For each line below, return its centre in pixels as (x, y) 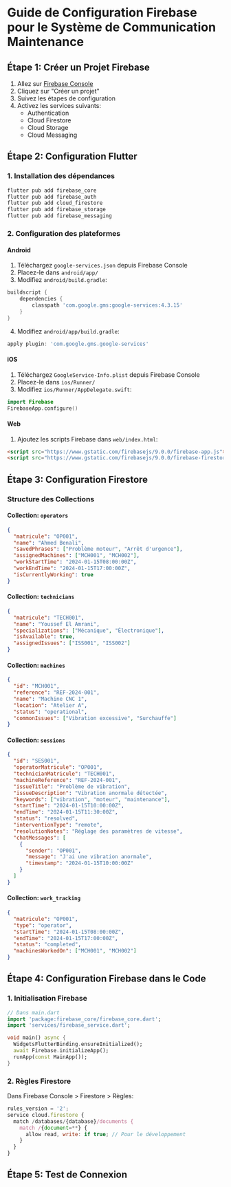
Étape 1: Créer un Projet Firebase (78, 67)
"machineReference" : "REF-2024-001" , (67, 780)
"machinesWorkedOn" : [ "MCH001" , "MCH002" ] (75, 951)
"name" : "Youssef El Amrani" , (56, 624)
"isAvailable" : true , (44, 637)
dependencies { (41, 299)
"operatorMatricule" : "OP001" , (58, 767)
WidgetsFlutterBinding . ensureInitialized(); (78, 1044)
